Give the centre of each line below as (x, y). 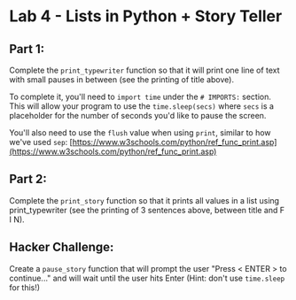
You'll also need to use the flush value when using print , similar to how (140, 133)
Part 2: (28, 179)
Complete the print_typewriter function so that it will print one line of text (145, 70)
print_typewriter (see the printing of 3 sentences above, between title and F (147, 210)
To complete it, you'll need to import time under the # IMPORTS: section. (140, 96)
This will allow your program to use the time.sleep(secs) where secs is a (142, 106)
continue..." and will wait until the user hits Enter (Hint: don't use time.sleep (147, 278)
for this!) (25, 287)
